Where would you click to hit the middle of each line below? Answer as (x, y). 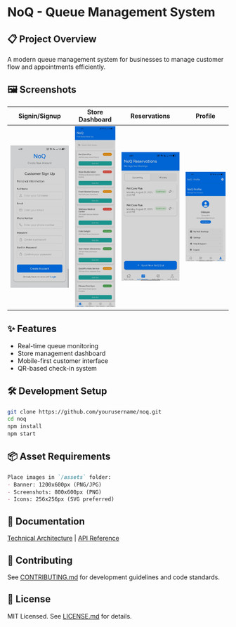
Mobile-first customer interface (63, 361)
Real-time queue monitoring (58, 345)
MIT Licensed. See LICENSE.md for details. (70, 616)
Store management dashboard (61, 353)
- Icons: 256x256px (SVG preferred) (61, 499)
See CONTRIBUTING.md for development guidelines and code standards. (113, 577)
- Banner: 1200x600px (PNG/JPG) (54, 484)
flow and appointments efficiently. (57, 67)
